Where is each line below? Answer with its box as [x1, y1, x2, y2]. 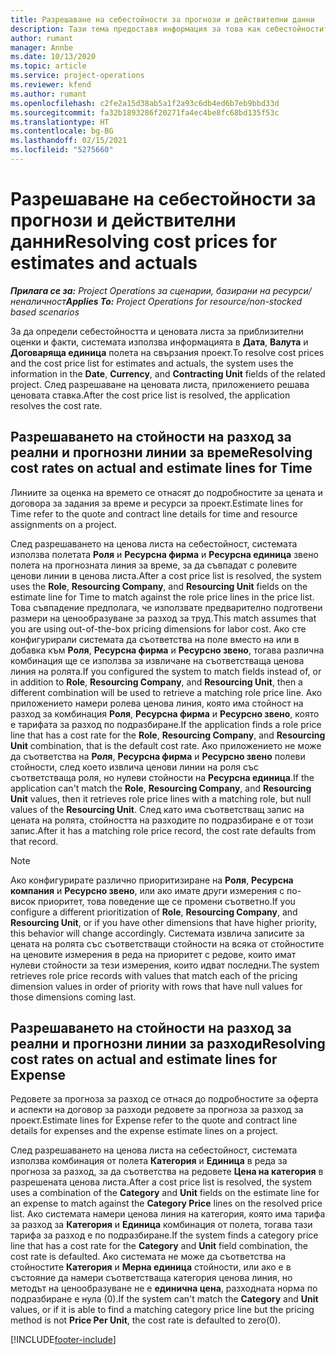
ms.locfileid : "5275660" [10, 145, 114, 155]
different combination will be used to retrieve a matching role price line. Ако [10, 686, 323, 698]
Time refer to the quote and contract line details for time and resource [10, 507, 298, 520]
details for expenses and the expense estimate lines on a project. [10, 1125, 278, 1137]
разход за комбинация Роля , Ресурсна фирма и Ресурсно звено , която [10, 707, 320, 720]
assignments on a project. [10, 518, 117, 530]
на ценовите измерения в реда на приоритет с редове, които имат [10, 948, 297, 960]
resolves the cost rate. [10, 399, 103, 411]
